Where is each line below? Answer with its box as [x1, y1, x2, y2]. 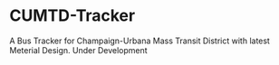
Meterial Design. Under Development [9, 44, 148, 55]
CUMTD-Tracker [9, 5, 136, 26]
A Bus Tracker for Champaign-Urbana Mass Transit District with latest [9, 35, 270, 46]
